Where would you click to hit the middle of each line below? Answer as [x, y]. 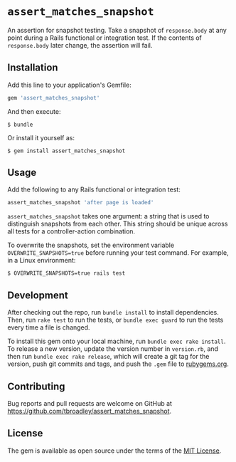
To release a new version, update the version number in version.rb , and [113, 349]
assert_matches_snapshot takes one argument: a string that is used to [108, 216]
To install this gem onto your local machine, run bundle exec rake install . [117, 341]
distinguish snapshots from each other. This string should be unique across [118, 224]
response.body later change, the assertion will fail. [80, 45]
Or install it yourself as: [41, 137]
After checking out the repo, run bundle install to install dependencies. [113, 313]
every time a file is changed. [49, 327]
